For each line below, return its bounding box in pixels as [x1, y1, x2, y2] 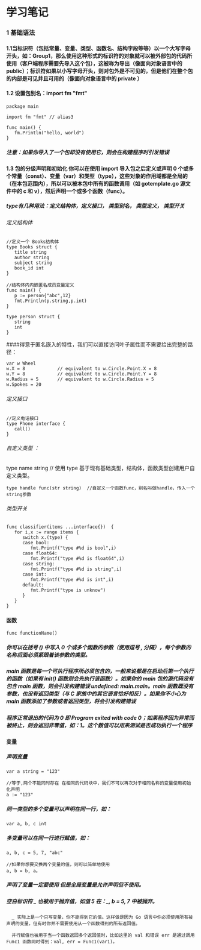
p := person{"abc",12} [14, 293, 71, 299]
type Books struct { [6, 244, 58, 250]
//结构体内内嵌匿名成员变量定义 [6, 282, 74, 288]
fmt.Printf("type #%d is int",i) [30, 577, 114, 583]
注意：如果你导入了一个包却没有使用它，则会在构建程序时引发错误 [6, 148, 169, 156]
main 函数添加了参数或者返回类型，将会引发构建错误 [6, 697, 136, 705]
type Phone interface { [6, 420, 66, 427]
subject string [14, 260, 52, 266]
